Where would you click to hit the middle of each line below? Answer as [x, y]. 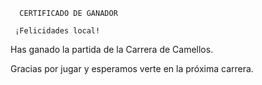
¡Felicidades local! [57, 31]
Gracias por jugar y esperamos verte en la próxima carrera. [132, 68]
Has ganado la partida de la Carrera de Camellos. [112, 49]
